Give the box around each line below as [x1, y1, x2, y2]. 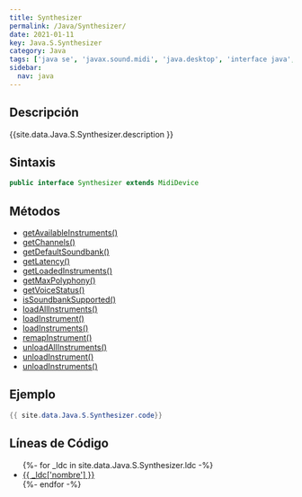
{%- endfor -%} [22, 478, 82, 490]
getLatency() [22, 256, 70, 267]
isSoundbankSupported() [22, 294, 117, 306]
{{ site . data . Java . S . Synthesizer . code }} [9, 411, 164, 420]
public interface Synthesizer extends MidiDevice [9, 179, 200, 188]
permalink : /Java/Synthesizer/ [9, 22, 127, 31]
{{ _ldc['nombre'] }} [22, 469, 95, 480]
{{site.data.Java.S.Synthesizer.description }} [9, 129, 173, 139]
